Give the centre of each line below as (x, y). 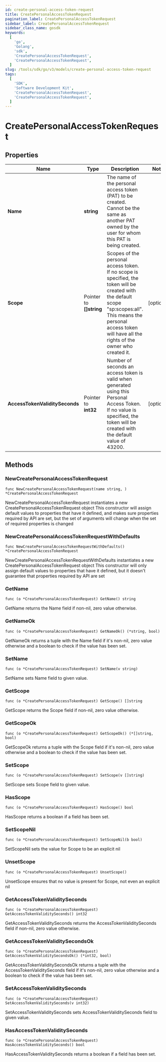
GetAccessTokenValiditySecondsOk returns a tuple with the (66, 965)
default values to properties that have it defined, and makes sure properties (82, 513)
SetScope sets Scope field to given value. (48, 784)
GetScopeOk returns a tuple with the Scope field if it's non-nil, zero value (80, 747)
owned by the (123, 227)
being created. (124, 246)
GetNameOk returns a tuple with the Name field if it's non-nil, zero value (79, 640)
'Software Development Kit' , (44, 88)
